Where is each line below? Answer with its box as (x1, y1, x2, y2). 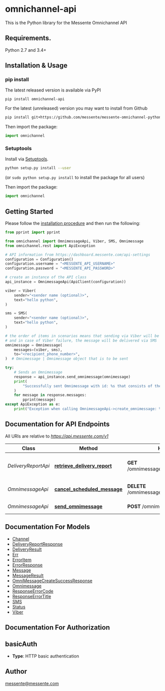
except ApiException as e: (5, 402, 60, 407)
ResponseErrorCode (12, 588, 54, 594)
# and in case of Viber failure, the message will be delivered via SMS (5, 338, 157, 343)
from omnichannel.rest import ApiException (5, 243, 96, 248)
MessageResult (12, 572, 44, 578)
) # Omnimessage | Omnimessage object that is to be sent (5, 356, 129, 361)
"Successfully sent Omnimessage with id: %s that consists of (23, 383, 153, 388)
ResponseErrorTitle (12, 593, 52, 599)
